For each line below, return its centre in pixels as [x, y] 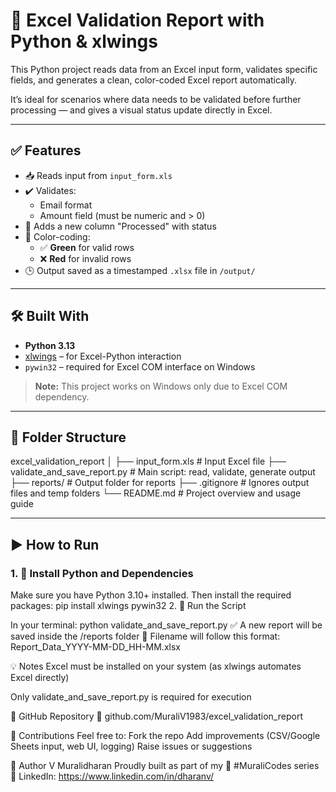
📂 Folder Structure [68, 437]
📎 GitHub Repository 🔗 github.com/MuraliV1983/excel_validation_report [156, 716]
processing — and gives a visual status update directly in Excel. [141, 110]
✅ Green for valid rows [87, 247]
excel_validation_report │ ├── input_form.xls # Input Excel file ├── [148, 461]
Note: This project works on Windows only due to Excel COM [161, 386]
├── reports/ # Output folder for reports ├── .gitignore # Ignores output [160, 483]
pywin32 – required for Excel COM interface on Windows [140, 366]
